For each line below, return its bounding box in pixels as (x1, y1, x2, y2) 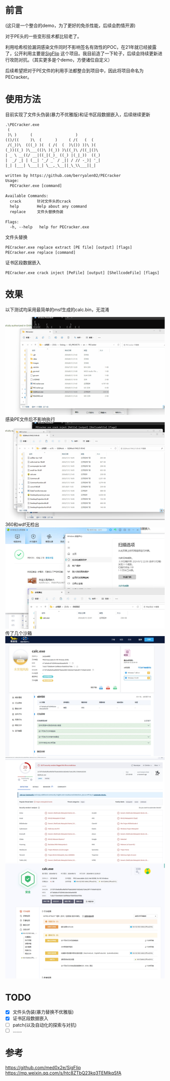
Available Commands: (5, 193, 49, 198)
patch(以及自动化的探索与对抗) (12, 1022, 77, 1028)
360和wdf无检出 (5, 522, 39, 528)
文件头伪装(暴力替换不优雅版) (12, 1009, 74, 1015)
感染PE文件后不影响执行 (5, 416, 56, 422)
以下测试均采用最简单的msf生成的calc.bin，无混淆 (5, 306, 110, 313)
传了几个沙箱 (5, 630, 32, 636)
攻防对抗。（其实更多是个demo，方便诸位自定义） (9, 56, 113, 63)
